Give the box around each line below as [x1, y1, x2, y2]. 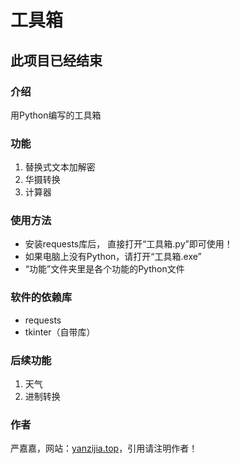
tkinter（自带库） [24, 326, 96, 338]
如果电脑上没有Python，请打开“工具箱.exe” [24, 251, 202, 263]
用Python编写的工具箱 [10, 109, 102, 121]
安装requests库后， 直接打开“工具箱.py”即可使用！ [24, 238, 233, 250]
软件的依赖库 [10, 291, 73, 305]
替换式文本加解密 [24, 161, 96, 173]
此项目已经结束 [10, 52, 103, 69]
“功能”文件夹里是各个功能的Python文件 [24, 263, 185, 275]
